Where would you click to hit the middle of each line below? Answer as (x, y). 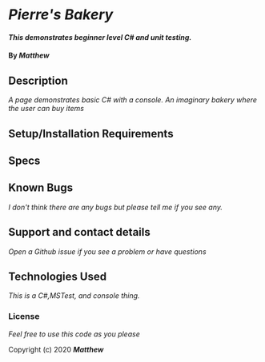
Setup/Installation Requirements (91, 133)
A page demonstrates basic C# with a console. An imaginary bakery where (133, 100)
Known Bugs (41, 188)
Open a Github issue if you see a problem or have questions (107, 251)
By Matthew (29, 56)
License (24, 316)
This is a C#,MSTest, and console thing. (74, 296)
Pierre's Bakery (61, 15)
